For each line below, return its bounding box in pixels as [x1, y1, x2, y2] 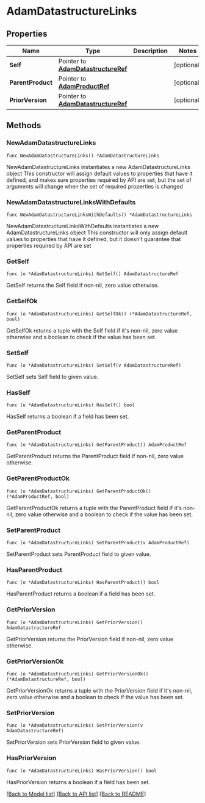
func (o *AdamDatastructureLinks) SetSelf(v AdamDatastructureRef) [6, 362, 182, 369]
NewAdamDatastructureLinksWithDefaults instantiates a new [6, 222, 159, 229]
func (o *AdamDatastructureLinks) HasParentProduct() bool [6, 580, 160, 586]
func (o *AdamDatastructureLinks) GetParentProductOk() [6, 488, 151, 494]
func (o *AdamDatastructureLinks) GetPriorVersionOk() [6, 671, 149, 677]
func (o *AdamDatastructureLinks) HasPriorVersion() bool [6, 768, 157, 774]
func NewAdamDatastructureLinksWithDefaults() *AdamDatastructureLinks [6, 212, 192, 218]
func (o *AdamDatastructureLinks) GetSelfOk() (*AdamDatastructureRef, [6, 311, 192, 317]
